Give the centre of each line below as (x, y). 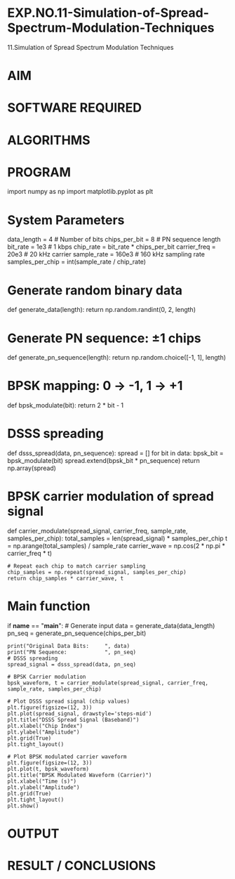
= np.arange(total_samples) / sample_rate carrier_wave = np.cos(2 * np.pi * (116, 546)
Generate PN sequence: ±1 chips (104, 338)
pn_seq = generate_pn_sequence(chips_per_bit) (77, 633)
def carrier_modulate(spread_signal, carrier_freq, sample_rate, (98, 531)
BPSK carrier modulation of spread (110, 496)
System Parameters (66, 220)
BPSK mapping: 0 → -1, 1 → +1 (95, 386)
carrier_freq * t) (30, 554)
